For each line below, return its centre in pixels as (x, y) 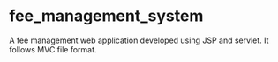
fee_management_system (106, 16)
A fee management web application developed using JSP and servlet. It (139, 40)
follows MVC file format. (53, 49)
